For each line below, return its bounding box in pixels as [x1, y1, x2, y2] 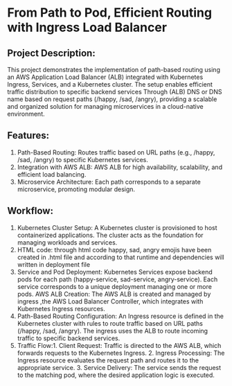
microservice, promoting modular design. [17, 185, 136, 193]
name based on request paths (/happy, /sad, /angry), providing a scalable [7, 95, 217, 103]
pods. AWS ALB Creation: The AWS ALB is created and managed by [17, 290, 211, 298]
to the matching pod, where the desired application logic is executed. [17, 371, 215, 379]
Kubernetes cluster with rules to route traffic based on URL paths [17, 319, 203, 327]
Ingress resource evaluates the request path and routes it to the [17, 356, 199, 365]
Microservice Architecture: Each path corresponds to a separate [17, 177, 201, 186]
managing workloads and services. [17, 238, 118, 247]
